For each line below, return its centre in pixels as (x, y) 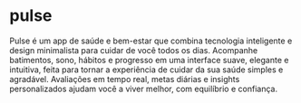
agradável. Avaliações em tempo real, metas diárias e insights (125, 79)
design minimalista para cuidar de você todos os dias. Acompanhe (134, 50)
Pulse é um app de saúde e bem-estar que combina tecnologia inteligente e (151, 41)
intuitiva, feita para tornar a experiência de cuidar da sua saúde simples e (146, 70)
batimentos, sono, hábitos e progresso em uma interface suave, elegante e (149, 60)
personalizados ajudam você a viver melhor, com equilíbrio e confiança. (144, 89)
